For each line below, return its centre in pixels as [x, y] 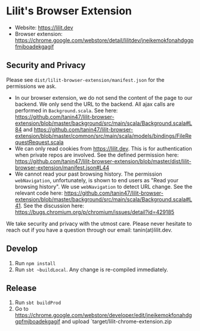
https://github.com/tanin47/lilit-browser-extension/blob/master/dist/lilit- [103, 161]
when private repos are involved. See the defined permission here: [97, 155]
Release [21, 288]
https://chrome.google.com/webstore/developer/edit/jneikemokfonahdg [103, 315]
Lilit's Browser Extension [69, 11]
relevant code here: [39, 193]
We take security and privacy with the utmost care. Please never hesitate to [99, 223]
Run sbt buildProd [38, 302]
